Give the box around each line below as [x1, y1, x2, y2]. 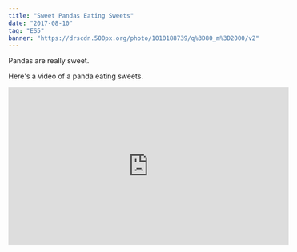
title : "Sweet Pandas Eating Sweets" [8, 11, 134, 20]
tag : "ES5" [8, 26, 45, 34]
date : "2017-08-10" [8, 19, 74, 27]
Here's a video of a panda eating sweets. [8, 71, 144, 81]
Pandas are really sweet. [8, 56, 90, 66]
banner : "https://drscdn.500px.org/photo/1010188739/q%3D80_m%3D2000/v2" [8, 34, 260, 42]
